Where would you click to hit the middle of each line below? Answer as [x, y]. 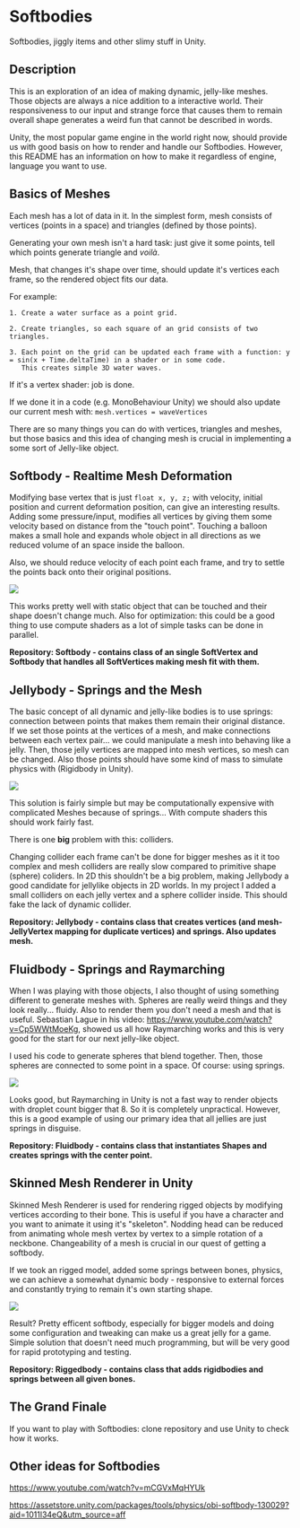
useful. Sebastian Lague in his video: [77, 1019]
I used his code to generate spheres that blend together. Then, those [136, 1056]
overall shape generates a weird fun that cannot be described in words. [141, 119]
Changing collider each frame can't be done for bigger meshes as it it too [145, 857]
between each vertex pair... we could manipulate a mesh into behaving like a [150, 740]
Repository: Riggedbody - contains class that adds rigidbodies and [137, 1369]
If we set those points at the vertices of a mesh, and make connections [140, 731]
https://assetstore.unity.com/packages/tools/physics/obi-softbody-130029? [149, 1506]
